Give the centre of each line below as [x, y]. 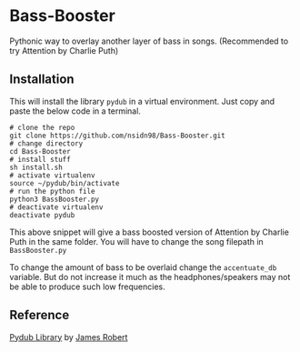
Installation [42, 80]
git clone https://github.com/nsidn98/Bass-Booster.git [117, 136]
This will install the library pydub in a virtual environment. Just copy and [142, 101]
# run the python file [52, 191]
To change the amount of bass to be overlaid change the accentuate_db [143, 267]
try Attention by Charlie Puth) [64, 50]
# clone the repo [42, 127]
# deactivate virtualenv [56, 207]
